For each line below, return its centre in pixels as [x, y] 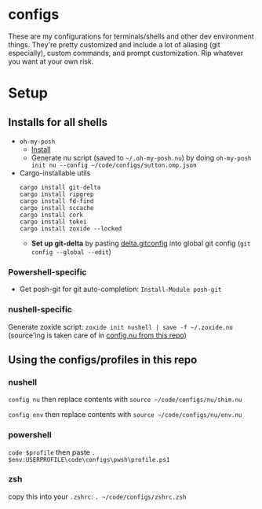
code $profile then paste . [52, 452]
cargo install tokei [53, 222]
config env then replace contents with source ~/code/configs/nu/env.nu [125, 415]
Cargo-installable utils [55, 173]
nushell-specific [40, 310]
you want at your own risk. [51, 61]
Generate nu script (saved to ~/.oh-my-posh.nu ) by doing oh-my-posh [141, 157]
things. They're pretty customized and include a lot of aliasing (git [115, 44]
